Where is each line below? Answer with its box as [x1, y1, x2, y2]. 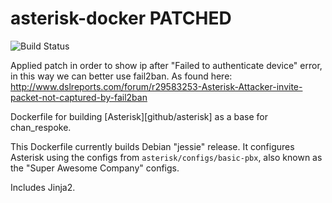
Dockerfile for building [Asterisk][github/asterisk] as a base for [10, 110, 269, 122]
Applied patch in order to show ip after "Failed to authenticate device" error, [10, 59, 323, 71]
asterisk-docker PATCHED [10, 7, 232, 30]
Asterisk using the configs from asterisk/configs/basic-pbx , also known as [10, 151, 323, 163]
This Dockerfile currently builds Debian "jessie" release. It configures [10, 140, 295, 152]
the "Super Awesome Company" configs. [10, 162, 180, 174]
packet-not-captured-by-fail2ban [10, 91, 148, 103]
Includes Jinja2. [10, 181, 76, 193]
